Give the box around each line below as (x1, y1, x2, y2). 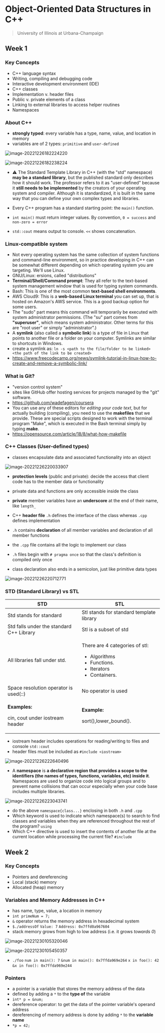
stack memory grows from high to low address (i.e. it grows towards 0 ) (12, 929, 156, 935)
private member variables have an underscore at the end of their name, (12, 497, 159, 503)
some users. (12, 304, 38, 310)
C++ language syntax (12, 70, 56, 76)
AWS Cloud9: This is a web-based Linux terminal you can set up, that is (12, 293, 159, 299)
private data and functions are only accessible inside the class (12, 488, 138, 494)
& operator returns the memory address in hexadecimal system (12, 918, 139, 924)
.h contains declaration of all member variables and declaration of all (12, 527, 153, 533)
